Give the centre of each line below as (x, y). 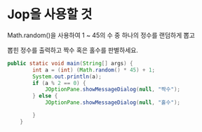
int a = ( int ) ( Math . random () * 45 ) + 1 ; (94, 70)
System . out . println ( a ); (67, 77)
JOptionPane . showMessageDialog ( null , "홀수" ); (113, 103)
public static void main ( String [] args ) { (70, 63)
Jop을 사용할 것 (50, 14)
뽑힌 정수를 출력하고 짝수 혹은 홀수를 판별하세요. (73, 50)
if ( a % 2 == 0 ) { (59, 83)
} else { (45, 96)
